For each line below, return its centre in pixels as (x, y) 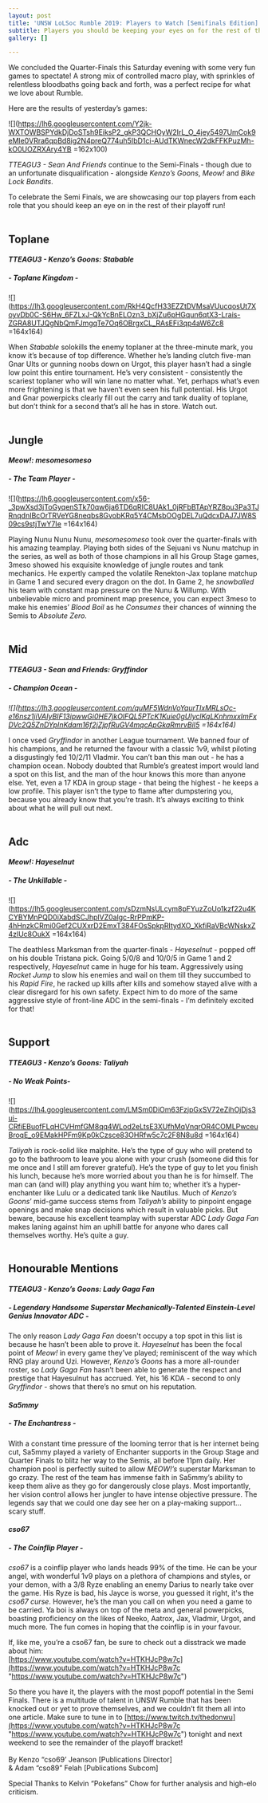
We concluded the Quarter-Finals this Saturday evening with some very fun (132, 68)
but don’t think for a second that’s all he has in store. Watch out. (113, 407)
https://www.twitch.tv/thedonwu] (181, 1717)
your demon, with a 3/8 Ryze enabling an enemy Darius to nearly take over (131, 1585)
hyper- (230, 1184)
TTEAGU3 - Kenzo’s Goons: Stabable (71, 259)
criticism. (23, 1792)
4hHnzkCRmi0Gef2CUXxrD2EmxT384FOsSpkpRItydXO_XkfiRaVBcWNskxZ (132, 926)
